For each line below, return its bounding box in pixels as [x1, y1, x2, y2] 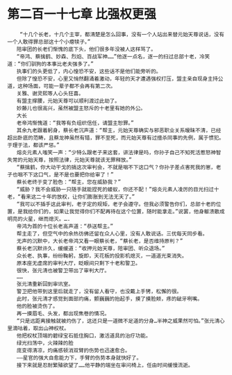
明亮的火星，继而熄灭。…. [7, 215, 71, 222]
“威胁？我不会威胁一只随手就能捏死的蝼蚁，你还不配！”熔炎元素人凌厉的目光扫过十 [16, 185, 219, 193]
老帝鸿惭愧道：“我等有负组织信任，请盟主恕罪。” [16, 119, 134, 126]
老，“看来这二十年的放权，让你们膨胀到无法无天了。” [7, 193, 135, 200]
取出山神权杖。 [33, 324, 69, 332]
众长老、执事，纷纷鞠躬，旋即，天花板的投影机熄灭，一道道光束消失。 [16, 252, 188, 259]
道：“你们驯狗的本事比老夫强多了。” [7, 60, 94, 67]
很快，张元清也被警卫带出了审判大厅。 [16, 267, 110, 274]
